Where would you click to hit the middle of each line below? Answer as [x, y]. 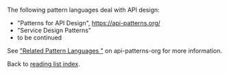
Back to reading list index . [44, 64]
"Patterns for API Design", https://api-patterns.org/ [89, 23]
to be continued [39, 37]
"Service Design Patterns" [54, 30]
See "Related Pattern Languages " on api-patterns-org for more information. [115, 51]
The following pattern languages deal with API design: [83, 10]
